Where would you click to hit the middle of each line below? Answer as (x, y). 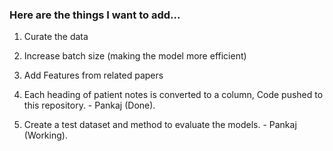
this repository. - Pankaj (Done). (89, 105)
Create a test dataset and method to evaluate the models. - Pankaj (160, 125)
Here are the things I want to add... (95, 15)
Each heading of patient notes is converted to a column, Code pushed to (173, 95)
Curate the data (56, 37)
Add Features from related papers (93, 75)
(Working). (45, 135)
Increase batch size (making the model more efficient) (135, 56)
